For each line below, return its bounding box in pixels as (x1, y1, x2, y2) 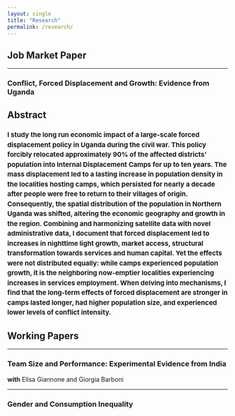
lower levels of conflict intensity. (7, 308, 112, 316)
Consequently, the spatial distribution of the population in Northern (7, 199, 222, 208)
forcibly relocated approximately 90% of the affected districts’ (7, 150, 207, 159)
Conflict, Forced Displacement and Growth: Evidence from (7, 79, 210, 88)
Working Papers (7, 330, 79, 342)
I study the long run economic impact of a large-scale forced (7, 130, 200, 139)
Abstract (7, 109, 47, 121)
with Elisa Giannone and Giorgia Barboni (7, 375, 124, 383)
